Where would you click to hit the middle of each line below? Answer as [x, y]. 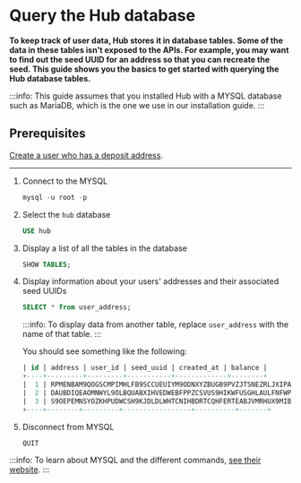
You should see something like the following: [105, 351]
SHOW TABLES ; [47, 264]
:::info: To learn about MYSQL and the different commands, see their [135, 460]
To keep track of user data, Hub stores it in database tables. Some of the [146, 40]
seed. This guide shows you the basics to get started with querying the [144, 69]
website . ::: [30, 470]
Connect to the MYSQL [65, 181]
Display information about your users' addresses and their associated [150, 281]
